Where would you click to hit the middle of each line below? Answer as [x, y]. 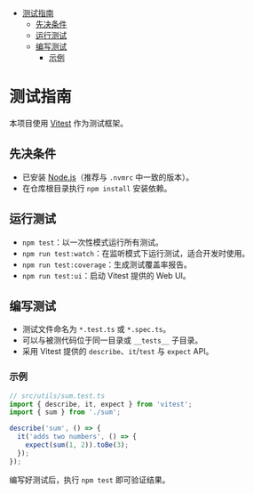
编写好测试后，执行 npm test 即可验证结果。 [90, 480]
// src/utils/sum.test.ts [57, 396]
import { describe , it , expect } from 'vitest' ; [101, 404]
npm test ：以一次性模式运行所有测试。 [93, 242]
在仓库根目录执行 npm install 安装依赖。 [97, 188]
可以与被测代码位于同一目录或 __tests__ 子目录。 [112, 340]
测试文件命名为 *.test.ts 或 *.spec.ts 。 [96, 329]
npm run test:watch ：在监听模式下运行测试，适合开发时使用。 [136, 253]
